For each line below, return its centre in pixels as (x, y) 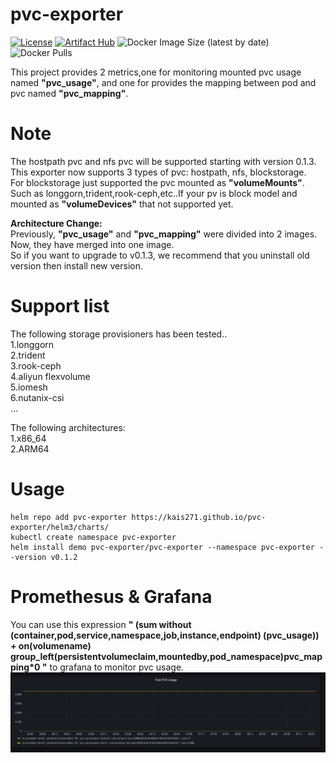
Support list (60, 306)
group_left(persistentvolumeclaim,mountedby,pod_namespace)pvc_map (166, 656)
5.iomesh (29, 387)
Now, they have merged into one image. (92, 244)
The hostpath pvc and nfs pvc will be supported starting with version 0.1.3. (163, 161)
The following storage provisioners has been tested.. (119, 334)
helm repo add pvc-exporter (69, 517)
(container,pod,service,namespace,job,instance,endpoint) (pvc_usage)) (165, 635)
